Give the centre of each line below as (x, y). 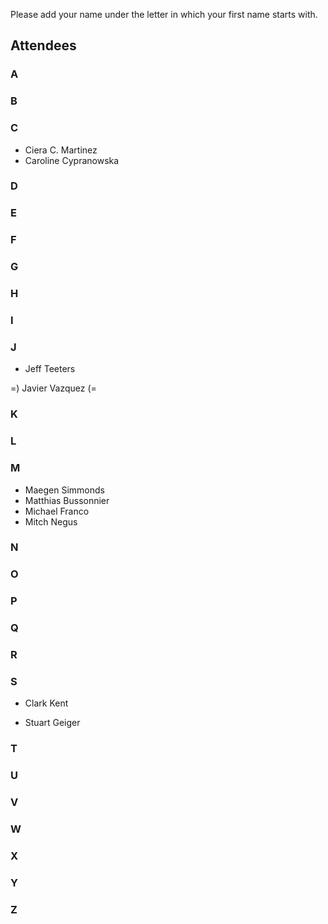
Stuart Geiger (52, 723)
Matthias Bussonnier (67, 500)
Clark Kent (46, 703)
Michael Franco (57, 511)
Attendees (43, 45)
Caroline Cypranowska (72, 160)
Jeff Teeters (50, 369)
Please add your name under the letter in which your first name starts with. (164, 14)
